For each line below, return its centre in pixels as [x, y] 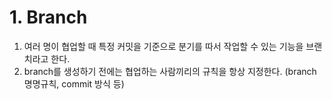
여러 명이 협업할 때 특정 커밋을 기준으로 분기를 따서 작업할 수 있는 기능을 [163, 46]
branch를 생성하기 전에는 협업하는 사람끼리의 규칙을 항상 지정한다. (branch [170, 71]
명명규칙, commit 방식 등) [74, 83]
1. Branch [48, 17]
